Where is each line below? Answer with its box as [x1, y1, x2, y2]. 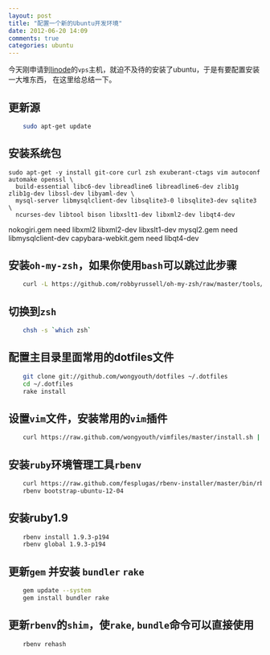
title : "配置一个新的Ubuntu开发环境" [8, 19, 123, 27]
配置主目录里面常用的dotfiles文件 [8, 350, 174, 364]
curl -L [22, 280, 48, 289]
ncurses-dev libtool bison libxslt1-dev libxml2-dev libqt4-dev [15, 211, 235, 219]
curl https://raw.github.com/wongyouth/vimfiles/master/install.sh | [22, 433, 261, 442]
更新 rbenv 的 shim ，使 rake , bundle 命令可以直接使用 [8, 618, 255, 632]
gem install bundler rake [22, 594, 110, 602]
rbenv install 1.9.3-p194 [22, 533, 110, 541]
